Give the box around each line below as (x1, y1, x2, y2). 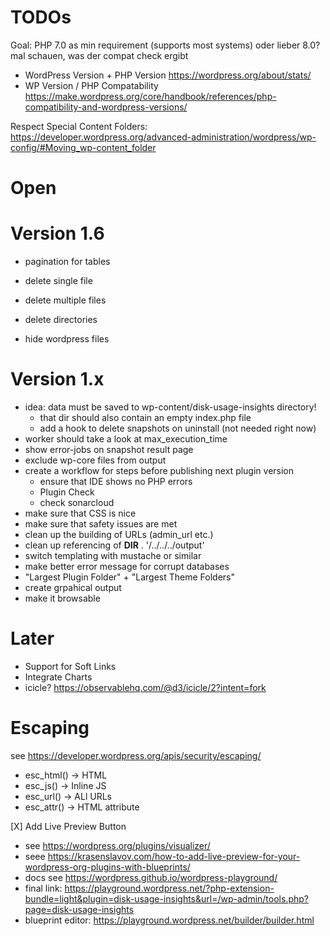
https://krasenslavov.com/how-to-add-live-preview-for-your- (47, 850, 301, 862)
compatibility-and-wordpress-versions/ (24, 101, 188, 113)
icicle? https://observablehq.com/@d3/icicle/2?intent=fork (24, 681, 267, 693)
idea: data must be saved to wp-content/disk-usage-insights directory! (24, 401, 317, 413)
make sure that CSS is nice (24, 507, 137, 519)
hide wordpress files (24, 333, 110, 345)
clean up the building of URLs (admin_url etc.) (24, 529, 214, 540)
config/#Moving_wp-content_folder (10, 141, 157, 153)
